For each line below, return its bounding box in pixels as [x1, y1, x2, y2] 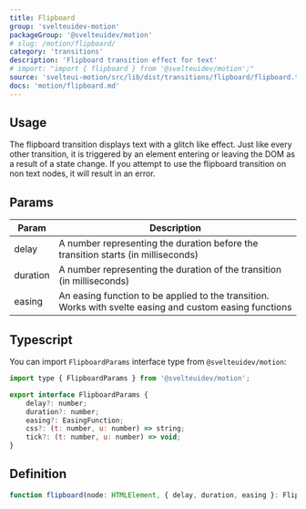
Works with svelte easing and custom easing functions [58, 301, 292, 314]
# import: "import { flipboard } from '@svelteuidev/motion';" [9, 65, 255, 74]
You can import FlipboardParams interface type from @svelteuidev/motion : [9, 357, 287, 368]
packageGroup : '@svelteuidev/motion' [9, 30, 153, 39]
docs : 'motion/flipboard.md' [9, 81, 120, 90]
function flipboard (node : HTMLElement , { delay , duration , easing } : [9, 490, 280, 500]
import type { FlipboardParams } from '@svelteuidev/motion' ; [9, 374, 250, 383]
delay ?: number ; [25, 399, 88, 408]
